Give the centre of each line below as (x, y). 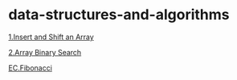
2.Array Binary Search (45, 52)
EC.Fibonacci (30, 68)
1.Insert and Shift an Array (51, 37)
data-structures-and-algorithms (119, 15)
